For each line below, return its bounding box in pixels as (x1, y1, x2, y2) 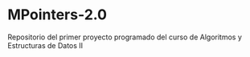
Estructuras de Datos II (7, 40, 84, 50)
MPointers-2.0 (7, 6, 108, 24)
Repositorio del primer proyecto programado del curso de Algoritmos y (7, 32, 243, 42)
